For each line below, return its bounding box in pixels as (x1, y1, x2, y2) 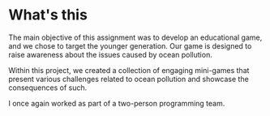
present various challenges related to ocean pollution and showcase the (8, 74, 249, 84)
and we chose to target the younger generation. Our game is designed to (8, 41, 252, 50)
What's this (8, 6, 88, 24)
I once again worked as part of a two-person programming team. (8, 98, 225, 108)
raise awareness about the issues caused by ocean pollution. (8, 49, 212, 59)
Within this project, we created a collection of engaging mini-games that (8, 65, 250, 75)
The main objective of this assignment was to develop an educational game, (8, 32, 263, 42)
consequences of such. (8, 83, 88, 92)
